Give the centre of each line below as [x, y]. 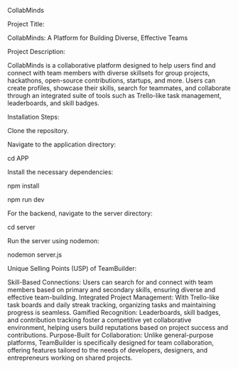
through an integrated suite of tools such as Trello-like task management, [114, 96]
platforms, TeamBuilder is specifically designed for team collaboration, [111, 343]
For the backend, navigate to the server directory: [80, 213]
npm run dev [26, 199]
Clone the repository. [38, 130]
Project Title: [26, 24]
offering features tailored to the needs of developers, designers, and [108, 350]
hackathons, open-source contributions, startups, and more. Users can [111, 80]
